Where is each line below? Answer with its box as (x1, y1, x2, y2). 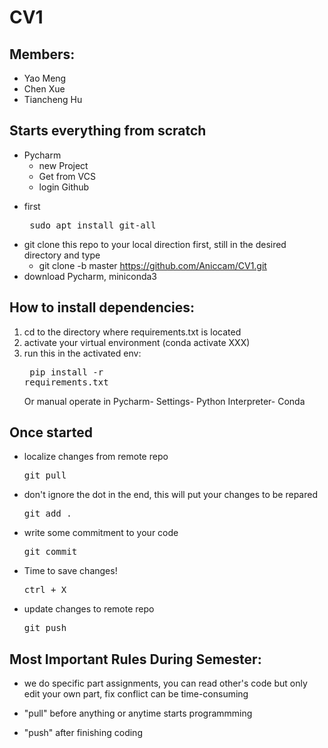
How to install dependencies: (9, 299, 196, 316)
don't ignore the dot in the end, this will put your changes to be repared (23, 489, 318, 501)
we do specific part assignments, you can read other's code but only (23, 677, 308, 690)
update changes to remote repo (23, 603, 155, 615)
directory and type (23, 249, 101, 261)
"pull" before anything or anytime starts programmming (23, 707, 253, 720)
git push (23, 622, 67, 634)
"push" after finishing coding (23, 727, 143, 739)
